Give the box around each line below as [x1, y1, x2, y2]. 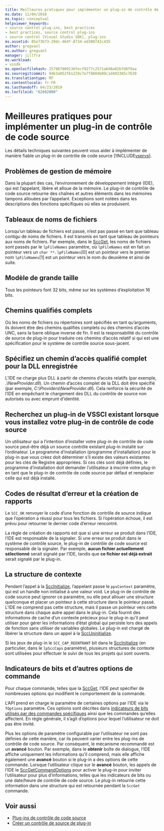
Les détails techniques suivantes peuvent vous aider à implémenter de [5, 148, 147, 154]
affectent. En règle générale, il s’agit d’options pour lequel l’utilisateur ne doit [5, 716, 159, 721]
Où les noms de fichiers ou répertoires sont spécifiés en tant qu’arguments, [5, 319, 158, 325]
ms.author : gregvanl [5, 48, 47, 53]
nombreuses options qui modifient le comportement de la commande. [5, 691, 146, 696]
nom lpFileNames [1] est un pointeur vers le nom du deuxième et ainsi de [5, 254, 150, 260]
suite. [5, 259, 16, 265]
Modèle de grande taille [5, 274, 79, 282]
